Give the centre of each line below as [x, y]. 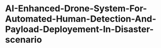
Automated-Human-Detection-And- [81, 19]
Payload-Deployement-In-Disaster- [80, 29]
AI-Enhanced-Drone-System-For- [76, 9]
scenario [23, 40]
